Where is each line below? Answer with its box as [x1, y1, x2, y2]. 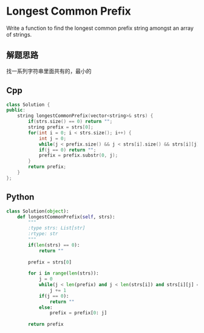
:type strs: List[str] [28, 225, 86, 231]
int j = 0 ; [38, 135, 67, 141]
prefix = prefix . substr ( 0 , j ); [38, 152, 118, 159]
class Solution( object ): [6, 208, 69, 214]
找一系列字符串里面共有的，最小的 [6, 67, 92, 74]
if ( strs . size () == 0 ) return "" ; [28, 119, 113, 125]
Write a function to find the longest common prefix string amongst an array [6, 24, 194, 32]
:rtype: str [28, 231, 59, 237]
